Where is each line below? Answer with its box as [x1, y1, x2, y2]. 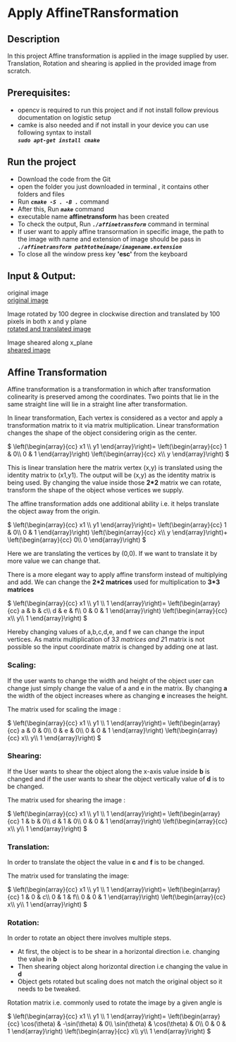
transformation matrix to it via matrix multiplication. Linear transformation [7, 421, 220, 430]
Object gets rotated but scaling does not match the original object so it [17, 977, 223, 986]
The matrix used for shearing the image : [7, 795, 125, 804]
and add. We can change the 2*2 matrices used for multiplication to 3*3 [7, 578, 221, 586]
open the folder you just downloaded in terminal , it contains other [17, 182, 209, 191]
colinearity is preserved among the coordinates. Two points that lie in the [7, 392, 219, 401]
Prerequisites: [7, 87, 70, 99]
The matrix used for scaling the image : [7, 705, 121, 713]
